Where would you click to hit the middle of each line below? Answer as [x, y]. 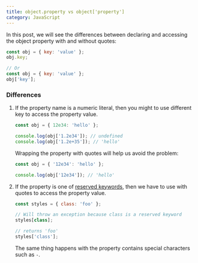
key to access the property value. [56, 114]
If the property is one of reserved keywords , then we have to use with [101, 186]
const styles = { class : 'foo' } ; [58, 204]
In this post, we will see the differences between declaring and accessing [97, 34]
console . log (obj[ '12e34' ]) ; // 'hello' [65, 175]
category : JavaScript [33, 17]
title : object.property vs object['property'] [65, 12]
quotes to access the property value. [60, 193]
